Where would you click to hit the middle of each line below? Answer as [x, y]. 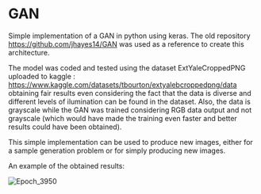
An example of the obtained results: [67, 165]
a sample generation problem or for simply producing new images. [117, 150]
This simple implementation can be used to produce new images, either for [131, 142]
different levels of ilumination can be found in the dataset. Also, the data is [130, 101]
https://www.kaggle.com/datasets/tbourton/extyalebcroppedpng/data [123, 85]
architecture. [29, 52]
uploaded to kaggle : [42, 76]
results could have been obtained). [65, 127]
